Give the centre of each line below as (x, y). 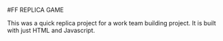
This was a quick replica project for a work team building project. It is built (111, 23)
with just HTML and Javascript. (51, 30)
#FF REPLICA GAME (35, 10)
